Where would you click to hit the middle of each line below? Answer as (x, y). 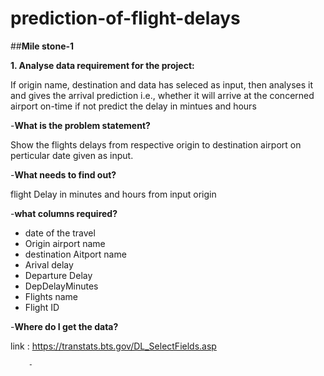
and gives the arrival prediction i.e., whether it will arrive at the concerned (162, 95)
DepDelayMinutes (61, 286)
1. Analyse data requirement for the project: (102, 65)
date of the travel (60, 233)
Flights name (51, 296)
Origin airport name (65, 243)
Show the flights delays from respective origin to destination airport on (156, 144)
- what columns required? (64, 213)
